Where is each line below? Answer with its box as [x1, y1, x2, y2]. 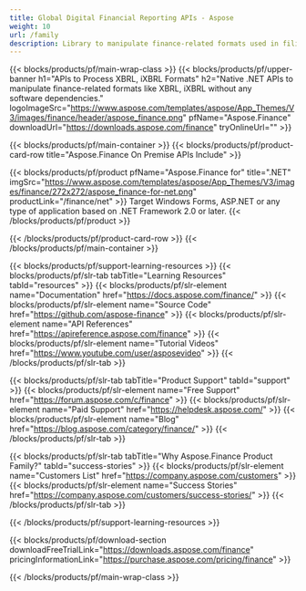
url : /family [9, 30, 59, 39]
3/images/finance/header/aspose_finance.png [9, 112, 184, 123]
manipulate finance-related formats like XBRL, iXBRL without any [9, 83, 252, 94]
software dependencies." [9, 93, 104, 104]
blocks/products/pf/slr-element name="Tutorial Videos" [9, 338, 219, 349]
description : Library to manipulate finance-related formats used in [9, 38, 280, 48]
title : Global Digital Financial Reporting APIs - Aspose [9, 13, 234, 23]
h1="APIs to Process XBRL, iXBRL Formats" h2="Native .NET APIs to [37, 74, 294, 85]
